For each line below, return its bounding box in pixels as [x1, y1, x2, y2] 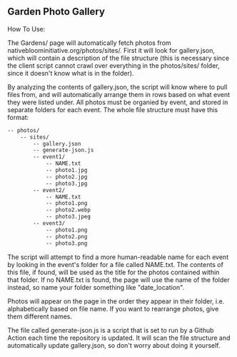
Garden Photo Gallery [7, 6, 106, 18]
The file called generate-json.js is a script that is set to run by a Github [7, 326, 214, 334]
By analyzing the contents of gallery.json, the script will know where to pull [7, 82, 228, 91]
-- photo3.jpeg [45, 213, 91, 221]
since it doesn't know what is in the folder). [7, 69, 134, 77]
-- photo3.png [45, 239, 88, 247]
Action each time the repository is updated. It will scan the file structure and [7, 333, 231, 342]
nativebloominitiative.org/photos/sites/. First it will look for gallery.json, [7, 46, 216, 54]
